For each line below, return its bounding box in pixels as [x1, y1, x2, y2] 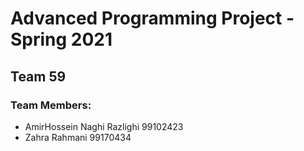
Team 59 [10, 68, 67, 85]
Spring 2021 [10, 28, 113, 51]
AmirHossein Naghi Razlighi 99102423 [24, 120, 184, 132]
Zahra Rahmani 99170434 [24, 131, 132, 143]
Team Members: [10, 98, 92, 112]
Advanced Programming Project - [10, 7, 295, 30]
